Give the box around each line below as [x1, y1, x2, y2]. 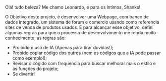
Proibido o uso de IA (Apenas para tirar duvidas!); [12, 45, 113, 50]
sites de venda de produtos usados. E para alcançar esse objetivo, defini [5, 24, 154, 30]
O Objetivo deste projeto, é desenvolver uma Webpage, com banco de [5, 14, 149, 19]
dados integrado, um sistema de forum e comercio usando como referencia [5, 19, 160, 25]
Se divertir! [12, 71, 35, 77]
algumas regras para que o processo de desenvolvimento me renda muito [5, 30, 156, 35]
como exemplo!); [12, 55, 47, 61]
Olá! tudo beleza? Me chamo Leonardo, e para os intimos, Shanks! [5, 4, 141, 10]
